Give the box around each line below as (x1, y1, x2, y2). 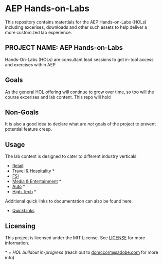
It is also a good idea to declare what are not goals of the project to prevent (5, 121, 156, 127)
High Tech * (12, 189, 36, 195)
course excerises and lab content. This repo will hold (5, 94, 111, 100)
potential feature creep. (5, 126, 52, 132)
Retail (12, 163, 24, 169)
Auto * (12, 183, 25, 189)
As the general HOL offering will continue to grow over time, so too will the (5, 89, 154, 95)
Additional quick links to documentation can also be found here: (5, 198, 133, 204)
